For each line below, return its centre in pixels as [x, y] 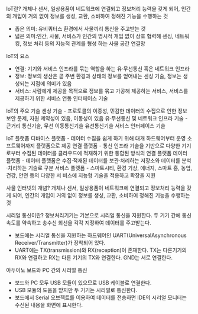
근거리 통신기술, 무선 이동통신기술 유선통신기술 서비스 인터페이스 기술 [86, 126]
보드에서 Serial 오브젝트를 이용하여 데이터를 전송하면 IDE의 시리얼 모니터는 [101, 297]
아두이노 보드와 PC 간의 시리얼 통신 [47, 270]
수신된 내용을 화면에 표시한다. [49, 305]
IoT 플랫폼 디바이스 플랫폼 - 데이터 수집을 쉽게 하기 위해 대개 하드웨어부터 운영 [96, 138]
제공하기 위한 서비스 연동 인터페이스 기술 [61, 98]
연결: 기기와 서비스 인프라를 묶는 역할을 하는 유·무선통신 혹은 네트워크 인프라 [102, 69]
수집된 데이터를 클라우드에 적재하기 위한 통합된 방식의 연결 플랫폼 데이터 [105, 153]
